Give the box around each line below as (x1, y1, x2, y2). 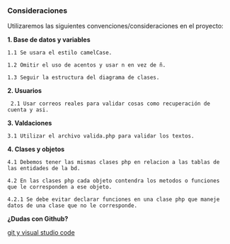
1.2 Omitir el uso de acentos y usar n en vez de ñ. (7, 62, 166, 69)
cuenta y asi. (7, 106, 50, 113)
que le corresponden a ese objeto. (7, 184, 113, 191)
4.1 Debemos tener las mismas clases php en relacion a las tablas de (7, 159, 220, 166)
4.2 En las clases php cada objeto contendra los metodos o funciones (7, 177, 220, 184)
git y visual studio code (7, 228, 76, 237)
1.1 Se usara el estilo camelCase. (7, 49, 113, 57)
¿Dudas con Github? (7, 215, 69, 223)
